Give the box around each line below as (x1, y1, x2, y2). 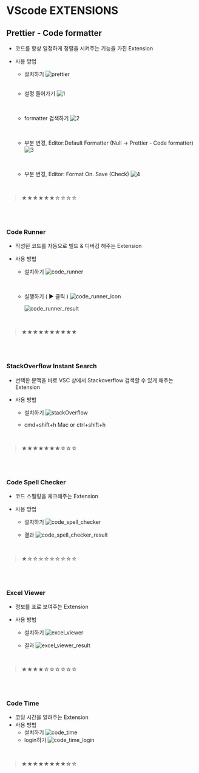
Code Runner (6, 227, 46, 236)
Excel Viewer (6, 588, 46, 597)
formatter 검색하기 (24, 115, 69, 122)
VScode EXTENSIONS (6, 4, 118, 18)
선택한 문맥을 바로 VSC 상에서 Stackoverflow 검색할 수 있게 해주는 (15, 376, 174, 383)
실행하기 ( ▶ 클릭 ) (24, 293, 69, 300)
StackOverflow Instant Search (6, 362, 97, 371)
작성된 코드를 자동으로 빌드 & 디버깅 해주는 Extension (15, 242, 142, 250)
